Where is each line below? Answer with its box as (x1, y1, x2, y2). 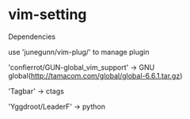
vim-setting (8, 6, 87, 24)
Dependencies (8, 32, 56, 41)
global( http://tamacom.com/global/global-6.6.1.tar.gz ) (8, 71, 183, 80)
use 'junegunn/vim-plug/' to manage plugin (8, 47, 150, 56)
